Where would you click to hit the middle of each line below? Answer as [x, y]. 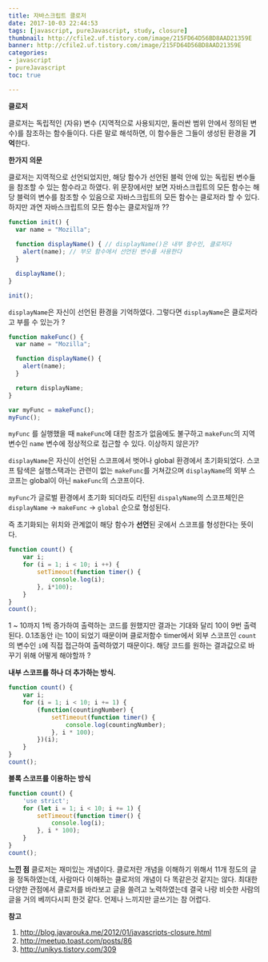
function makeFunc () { [46, 337]
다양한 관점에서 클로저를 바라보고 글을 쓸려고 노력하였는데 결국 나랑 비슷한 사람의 [134, 889]
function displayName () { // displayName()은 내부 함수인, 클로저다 [124, 245]
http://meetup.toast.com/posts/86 [76, 940]
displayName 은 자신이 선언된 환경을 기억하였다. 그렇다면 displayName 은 [119, 312]
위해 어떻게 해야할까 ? [57, 656]
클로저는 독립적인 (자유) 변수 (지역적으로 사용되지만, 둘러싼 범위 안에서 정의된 [128, 123]
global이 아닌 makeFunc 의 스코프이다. [87, 481]
